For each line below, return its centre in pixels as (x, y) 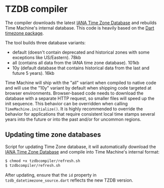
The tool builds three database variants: (46, 42)
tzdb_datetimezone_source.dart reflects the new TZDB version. (69, 180)
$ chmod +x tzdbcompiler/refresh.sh (43, 161)
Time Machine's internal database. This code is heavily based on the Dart (80, 28)
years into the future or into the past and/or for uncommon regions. (73, 119)
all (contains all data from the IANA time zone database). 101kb (76, 63)
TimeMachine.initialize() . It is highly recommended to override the (74, 109)
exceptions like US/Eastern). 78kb (47, 57)
